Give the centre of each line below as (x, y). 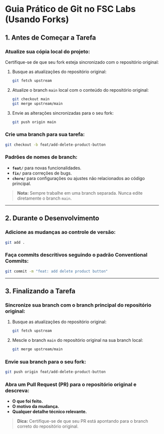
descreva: (17, 391)
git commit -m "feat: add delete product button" (57, 271)
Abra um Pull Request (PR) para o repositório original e (71, 384)
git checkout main (31, 99)
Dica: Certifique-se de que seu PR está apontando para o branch (82, 421)
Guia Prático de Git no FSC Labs (70, 9)
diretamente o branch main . (44, 198)
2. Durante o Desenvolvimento (52, 218)
